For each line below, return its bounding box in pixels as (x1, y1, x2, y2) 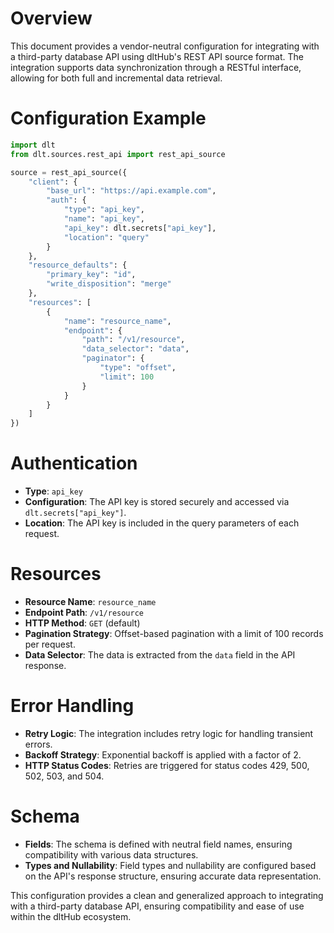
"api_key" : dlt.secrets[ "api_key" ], (63, 223, 217, 233)
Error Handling (10, 695, 135, 717)
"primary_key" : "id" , (46, 270, 137, 280)
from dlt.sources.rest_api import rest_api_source (10, 149, 226, 159)
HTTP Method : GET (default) (24, 617, 141, 629)
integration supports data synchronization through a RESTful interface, (10, 61, 302, 73)
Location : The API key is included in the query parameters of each (24, 517, 300, 529)
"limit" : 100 (99, 372, 155, 382)
